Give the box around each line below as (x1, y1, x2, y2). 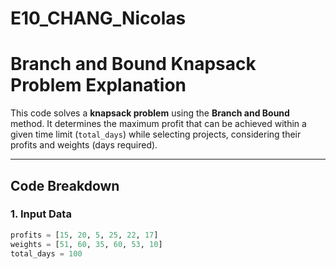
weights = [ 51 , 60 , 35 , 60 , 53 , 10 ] (10, 239, 163, 249)
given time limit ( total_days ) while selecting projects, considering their (10, 128, 302, 141)
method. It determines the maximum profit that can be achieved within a (10, 118, 307, 130)
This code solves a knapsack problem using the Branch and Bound (10, 107, 290, 119)
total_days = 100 (10, 248, 83, 259)
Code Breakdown (10, 177, 120, 194)
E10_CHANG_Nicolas (10, 7, 187, 30)
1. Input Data (10, 207, 72, 221)
